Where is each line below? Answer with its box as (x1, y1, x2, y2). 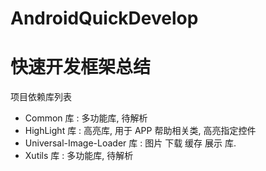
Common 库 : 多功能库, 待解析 (24, 112, 148, 124)
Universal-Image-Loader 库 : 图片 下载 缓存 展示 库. (24, 137, 237, 149)
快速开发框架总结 (10, 56, 152, 79)
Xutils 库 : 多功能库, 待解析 (24, 150, 134, 162)
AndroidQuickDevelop (10, 7, 199, 30)
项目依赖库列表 (10, 91, 72, 103)
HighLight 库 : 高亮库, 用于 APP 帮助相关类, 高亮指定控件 (24, 125, 257, 137)
